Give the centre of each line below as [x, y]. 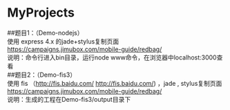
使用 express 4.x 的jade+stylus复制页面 [63, 41]
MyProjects [41, 13]
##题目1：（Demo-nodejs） [45, 33]
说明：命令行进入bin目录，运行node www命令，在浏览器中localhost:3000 [112, 57]
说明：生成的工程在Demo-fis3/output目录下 [69, 99]
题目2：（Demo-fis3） [46, 75]
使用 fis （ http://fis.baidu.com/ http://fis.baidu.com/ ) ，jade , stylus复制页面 [115, 83]
